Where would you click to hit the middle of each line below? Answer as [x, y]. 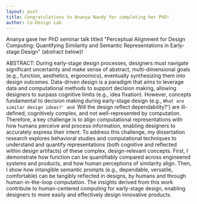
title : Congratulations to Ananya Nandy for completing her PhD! [88, 17]
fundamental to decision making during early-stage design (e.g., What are [95, 101]
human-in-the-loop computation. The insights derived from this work [90, 182]
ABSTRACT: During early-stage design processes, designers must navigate [97, 63]
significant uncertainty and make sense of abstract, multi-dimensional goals [98, 70]
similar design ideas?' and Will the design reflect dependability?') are [93, 107]
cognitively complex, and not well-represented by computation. [104, 113]
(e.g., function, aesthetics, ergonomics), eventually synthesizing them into [96, 76]
